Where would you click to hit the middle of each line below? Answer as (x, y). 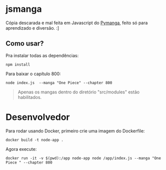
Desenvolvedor (38, 117)
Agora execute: (21, 149)
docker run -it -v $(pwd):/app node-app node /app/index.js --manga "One (83, 158)
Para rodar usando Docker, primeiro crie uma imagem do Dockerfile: (75, 131)
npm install (18, 64)
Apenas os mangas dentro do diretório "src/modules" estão (79, 92)
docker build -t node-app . (35, 140)
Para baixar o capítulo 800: (33, 74)
